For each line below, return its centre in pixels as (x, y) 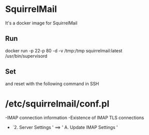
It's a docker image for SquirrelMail (41, 23)
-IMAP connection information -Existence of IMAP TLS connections (74, 118)
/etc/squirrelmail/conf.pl (57, 104)
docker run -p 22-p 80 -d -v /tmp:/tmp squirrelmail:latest (64, 50)
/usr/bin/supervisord (26, 56)
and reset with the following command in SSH (52, 84)
